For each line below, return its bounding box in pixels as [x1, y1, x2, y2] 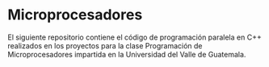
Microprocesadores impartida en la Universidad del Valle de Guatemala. [7, 49, 246, 59]
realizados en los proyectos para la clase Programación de [7, 40, 203, 50]
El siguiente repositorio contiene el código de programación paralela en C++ [7, 32, 262, 42]
